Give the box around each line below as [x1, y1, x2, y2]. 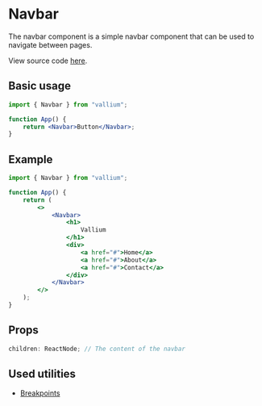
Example [8, 153, 53, 166]
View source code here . [8, 56, 88, 65]
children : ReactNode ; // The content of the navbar [8, 345, 185, 353]
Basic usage [8, 79, 71, 93]
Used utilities [8, 367, 77, 381]
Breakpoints [19, 388, 60, 398]
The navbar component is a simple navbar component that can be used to [8, 31, 255, 41]
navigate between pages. [8, 40, 93, 49]
